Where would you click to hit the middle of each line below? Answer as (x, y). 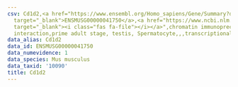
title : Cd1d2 (27, 72)
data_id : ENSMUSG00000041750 (50, 46)
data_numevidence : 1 (38, 53)
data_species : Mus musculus (49, 60)
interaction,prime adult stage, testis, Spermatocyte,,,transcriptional (123, 33)
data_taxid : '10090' (38, 66)
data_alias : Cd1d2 (34, 40)
